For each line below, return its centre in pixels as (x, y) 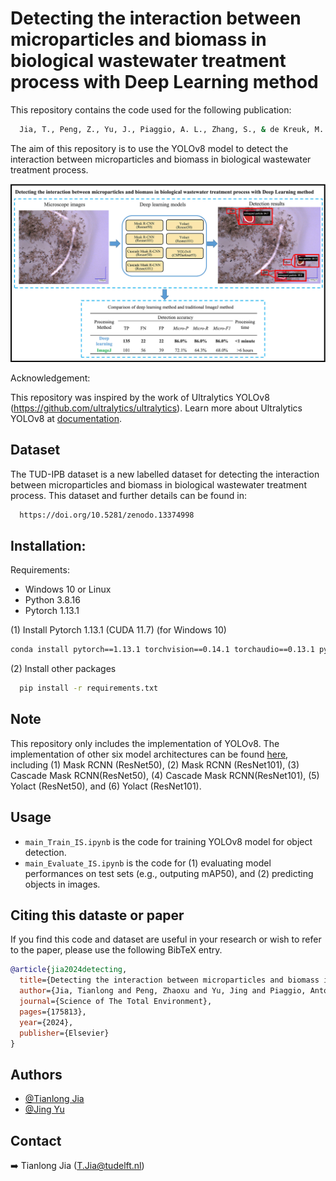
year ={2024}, (46, 1022)
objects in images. (62, 884)
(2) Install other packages (63, 669)
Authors (36, 1074)
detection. (45, 852)
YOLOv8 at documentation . (66, 418)
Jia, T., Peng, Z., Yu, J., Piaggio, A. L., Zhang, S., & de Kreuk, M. (172, 129)
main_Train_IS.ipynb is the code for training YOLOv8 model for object (168, 841)
